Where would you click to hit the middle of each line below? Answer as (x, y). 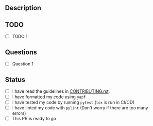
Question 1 (23, 64)
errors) (19, 113)
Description (23, 8)
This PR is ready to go (34, 119)
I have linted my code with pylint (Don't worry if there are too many (80, 108)
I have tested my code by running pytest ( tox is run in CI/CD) (73, 103)
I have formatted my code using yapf (49, 97)
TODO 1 (20, 37)
